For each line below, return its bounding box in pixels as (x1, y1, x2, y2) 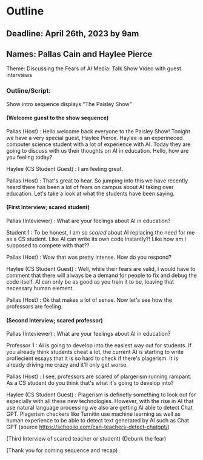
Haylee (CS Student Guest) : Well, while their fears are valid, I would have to (6, 265, 196, 273)
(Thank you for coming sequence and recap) (6, 447, 118, 454)
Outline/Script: (6, 87, 52, 95)
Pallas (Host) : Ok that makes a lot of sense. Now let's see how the (6, 296, 173, 304)
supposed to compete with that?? (6, 242, 90, 249)
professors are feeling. (6, 303, 63, 310)
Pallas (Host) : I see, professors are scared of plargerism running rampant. (6, 373, 192, 380)
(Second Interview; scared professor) (6, 316, 103, 324)
